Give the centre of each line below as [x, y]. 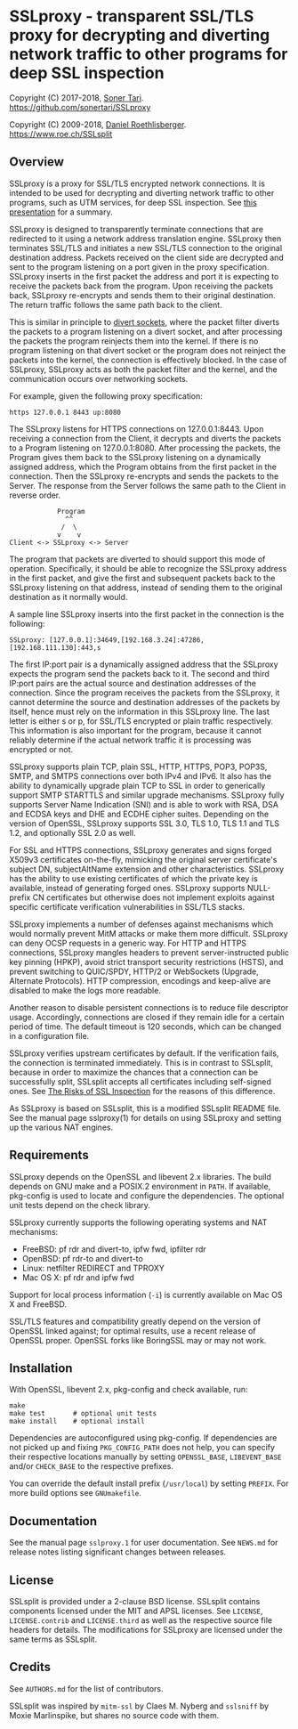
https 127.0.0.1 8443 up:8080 [65, 412]
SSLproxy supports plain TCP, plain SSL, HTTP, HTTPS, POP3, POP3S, [138, 767]
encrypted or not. [41, 749]
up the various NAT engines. [61, 1127]
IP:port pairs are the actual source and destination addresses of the [133, 683]
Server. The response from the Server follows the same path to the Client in [148, 485]
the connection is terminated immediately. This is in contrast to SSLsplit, [141, 1062]
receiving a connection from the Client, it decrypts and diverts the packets [145, 438]
